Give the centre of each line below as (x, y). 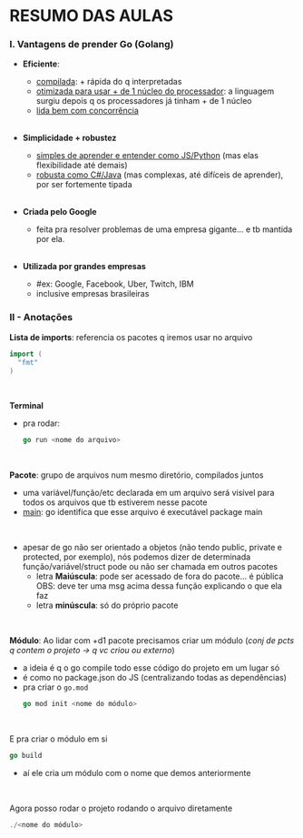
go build (26, 756)
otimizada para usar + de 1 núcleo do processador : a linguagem (155, 91)
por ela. (50, 239)
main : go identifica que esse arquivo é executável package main (142, 512)
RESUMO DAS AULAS (92, 16)
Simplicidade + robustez (69, 138)
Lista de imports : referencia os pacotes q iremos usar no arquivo (131, 337)
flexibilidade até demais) (82, 166)
